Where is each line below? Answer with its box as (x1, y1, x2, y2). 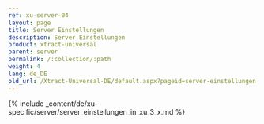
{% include (8, 99, 44, 108)
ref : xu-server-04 (8, 11, 69, 20)
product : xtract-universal (8, 41, 97, 49)
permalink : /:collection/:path (8, 56, 111, 64)
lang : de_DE (8, 70, 47, 78)
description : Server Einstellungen (8, 33, 126, 42)
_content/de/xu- (45, 99, 98, 108)
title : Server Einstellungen (8, 26, 104, 34)
